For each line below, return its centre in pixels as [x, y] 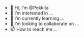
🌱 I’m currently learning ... [37, 18]
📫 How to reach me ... [34, 29]
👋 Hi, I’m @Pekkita [29, 8]
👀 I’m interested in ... [32, 13]
